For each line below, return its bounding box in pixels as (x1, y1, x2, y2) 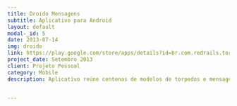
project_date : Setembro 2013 (7, 56, 93, 63)
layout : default (7, 23, 55, 30)
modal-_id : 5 (7, 29, 46, 37)
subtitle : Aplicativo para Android (7, 17, 112, 24)
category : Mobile (7, 69, 59, 76)
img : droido (7, 43, 42, 50)
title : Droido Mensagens (7, 10, 80, 18)
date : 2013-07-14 (7, 37, 59, 44)
